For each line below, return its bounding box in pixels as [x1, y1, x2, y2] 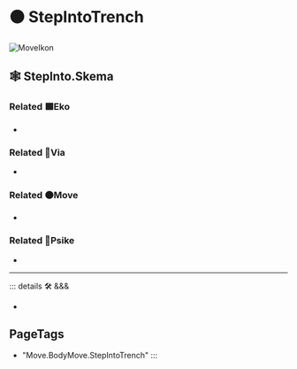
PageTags [9, 327, 65, 342]
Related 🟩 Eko [9, 101, 71, 113]
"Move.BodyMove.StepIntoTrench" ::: [21, 350, 158, 361]
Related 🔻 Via [9, 146, 65, 158]
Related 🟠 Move [9, 188, 79, 201]
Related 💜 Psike [9, 234, 75, 247]
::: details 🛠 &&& [9, 281, 70, 291]
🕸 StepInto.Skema [9, 69, 114, 84]
